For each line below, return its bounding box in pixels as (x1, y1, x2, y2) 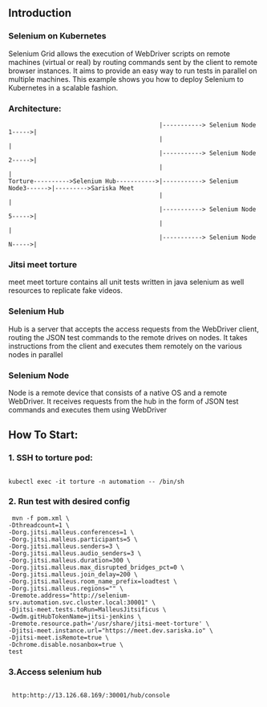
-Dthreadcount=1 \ (8, 521, 70, 529)
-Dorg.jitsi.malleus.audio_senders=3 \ (8, 549, 142, 557)
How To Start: (8, 429, 79, 442)
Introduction (8, 6, 72, 20)
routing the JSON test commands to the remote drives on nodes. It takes (8, 332, 248, 342)
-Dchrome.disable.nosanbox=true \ (8, 640, 124, 648)
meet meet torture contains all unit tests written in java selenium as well (8, 277, 245, 287)
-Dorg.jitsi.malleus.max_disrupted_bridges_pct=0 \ (8, 563, 184, 571)
